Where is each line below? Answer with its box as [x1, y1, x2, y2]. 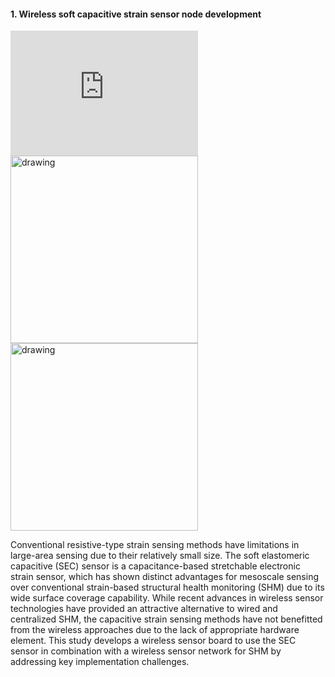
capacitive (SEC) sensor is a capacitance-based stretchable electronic [10, 560, 301, 572]
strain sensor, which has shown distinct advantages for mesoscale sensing [10, 571, 320, 583]
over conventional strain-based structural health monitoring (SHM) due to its [10, 581, 325, 594]
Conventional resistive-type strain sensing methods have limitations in [10, 539, 300, 551]
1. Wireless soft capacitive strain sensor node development [10, 8, 262, 20]
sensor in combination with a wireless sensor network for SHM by [10, 645, 282, 657]
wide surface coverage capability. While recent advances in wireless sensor [10, 592, 324, 604]
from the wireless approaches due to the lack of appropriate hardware [10, 624, 300, 636]
